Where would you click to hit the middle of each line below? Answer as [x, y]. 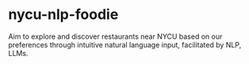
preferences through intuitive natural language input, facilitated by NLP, [125, 44]
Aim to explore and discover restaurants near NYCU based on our [115, 36]
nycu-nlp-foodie [63, 15]
